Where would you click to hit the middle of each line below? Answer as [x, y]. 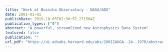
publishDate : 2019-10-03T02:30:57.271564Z [50, 19]
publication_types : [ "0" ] [32, 24]
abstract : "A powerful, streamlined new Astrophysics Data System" [77, 28]
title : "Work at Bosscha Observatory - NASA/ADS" [58, 10]
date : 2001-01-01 [23, 14]
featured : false [22, 33]
